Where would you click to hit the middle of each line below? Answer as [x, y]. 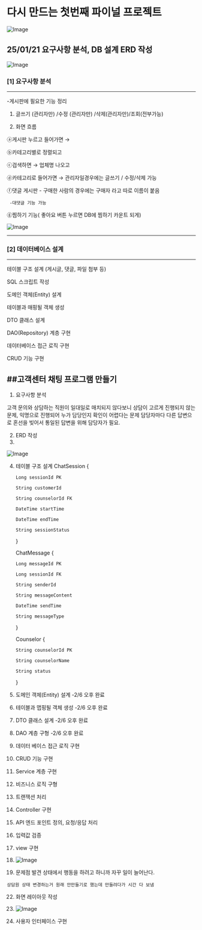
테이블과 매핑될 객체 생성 [36, 308]
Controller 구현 [33, 810]
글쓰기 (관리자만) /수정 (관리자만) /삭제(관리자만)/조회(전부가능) [89, 114]
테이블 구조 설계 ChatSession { [52, 466]
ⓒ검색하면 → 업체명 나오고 [38, 165]
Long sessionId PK [38, 478]
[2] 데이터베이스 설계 [35, 249]
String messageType [40, 616]
